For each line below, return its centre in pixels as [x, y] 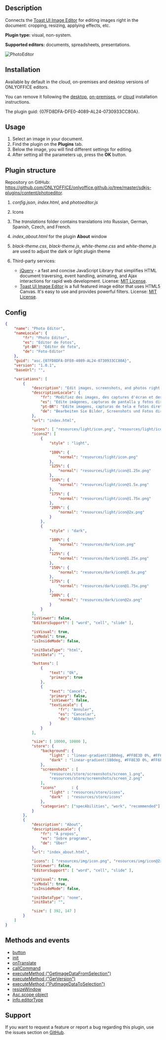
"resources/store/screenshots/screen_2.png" [96, 779]
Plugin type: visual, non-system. [38, 35]
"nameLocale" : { [31, 333]
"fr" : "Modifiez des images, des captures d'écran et [97, 398]
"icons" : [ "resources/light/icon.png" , [74, 429]
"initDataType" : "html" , [57, 650]
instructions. [18, 102]
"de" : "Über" [54, 843]
